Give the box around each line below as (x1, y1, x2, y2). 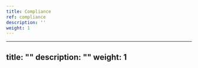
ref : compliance (6, 14, 46, 20)
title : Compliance (6, 8, 51, 15)
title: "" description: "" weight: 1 (6, 52, 127, 62)
